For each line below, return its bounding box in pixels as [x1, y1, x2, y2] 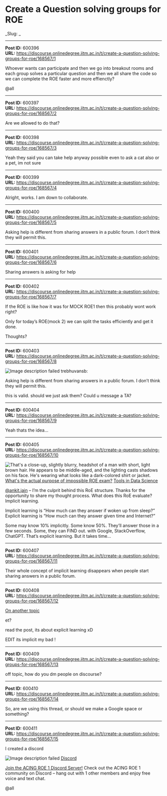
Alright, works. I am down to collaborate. [5, 194, 88, 200]
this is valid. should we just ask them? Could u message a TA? [5, 392, 132, 398]
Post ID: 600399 [5, 174, 39, 180]
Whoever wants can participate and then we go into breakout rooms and [5, 65, 154, 71]
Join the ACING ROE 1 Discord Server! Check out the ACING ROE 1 [5, 765, 141, 771]
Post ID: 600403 [5, 347, 40, 353]
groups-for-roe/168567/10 [5, 452, 59, 458]
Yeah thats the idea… [5, 427, 49, 433]
